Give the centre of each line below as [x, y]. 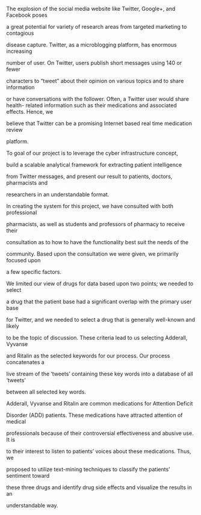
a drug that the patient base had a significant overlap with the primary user [99, 301]
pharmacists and [27, 183]
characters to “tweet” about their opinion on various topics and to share [95, 81]
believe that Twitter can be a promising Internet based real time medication [99, 123]
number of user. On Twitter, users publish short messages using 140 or [94, 63]
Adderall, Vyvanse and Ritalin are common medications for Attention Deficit [100, 403]
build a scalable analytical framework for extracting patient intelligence [94, 165]
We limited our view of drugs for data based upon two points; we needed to [100, 283]
